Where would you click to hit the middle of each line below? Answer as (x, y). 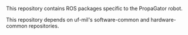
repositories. (44, 26)
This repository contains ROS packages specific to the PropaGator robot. (95, 8)
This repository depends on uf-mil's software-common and (78, 20)
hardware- (163, 20)
